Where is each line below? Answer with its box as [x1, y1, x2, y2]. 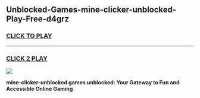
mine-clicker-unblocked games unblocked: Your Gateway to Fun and [6, 78, 180, 86]
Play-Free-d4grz [6, 14, 70, 24]
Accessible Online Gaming [6, 85, 73, 92]
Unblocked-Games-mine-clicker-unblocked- [6, 5, 177, 15]
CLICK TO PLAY [6, 32, 52, 40]
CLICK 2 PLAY [6, 54, 48, 62]
